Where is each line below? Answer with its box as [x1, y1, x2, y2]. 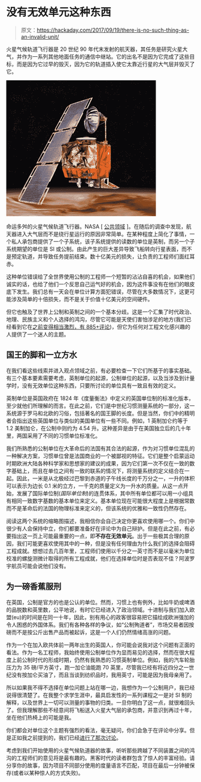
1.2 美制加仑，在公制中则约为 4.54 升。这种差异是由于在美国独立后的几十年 [6, 425, 191, 432]
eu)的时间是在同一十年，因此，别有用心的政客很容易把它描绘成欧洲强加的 [13, 613, 194, 620]
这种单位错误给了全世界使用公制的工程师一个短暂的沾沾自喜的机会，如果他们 [6, 273, 195, 280]
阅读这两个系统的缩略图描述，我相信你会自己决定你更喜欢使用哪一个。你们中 [6, 517, 195, 525]
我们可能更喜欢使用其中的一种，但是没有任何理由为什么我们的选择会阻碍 [16, 539, 195, 547]
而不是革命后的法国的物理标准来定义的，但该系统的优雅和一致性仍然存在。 [6, 504, 190, 512]
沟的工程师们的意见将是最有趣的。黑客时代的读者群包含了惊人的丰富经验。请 [6, 754, 195, 761]
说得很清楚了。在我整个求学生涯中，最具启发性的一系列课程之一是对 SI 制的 [6, 691, 193, 698]
